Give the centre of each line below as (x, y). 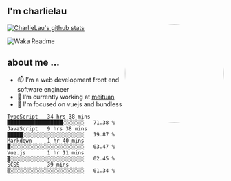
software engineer (43, 89)
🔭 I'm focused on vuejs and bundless (69, 104)
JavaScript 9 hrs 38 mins (47, 129)
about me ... (33, 63)
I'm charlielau (37, 11)
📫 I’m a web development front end (68, 80)
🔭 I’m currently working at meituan (66, 97)
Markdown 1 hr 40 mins (46, 141)
